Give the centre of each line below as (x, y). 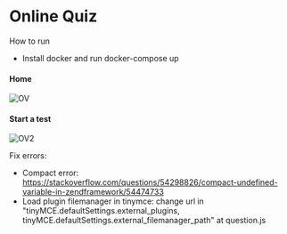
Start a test (30, 118)
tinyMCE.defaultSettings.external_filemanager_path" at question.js (144, 221)
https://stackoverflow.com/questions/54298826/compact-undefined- (150, 182)
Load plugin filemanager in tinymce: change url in (113, 201)
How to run (30, 41)
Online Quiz (53, 16)
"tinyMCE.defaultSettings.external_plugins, (101, 211)
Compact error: (50, 173)
